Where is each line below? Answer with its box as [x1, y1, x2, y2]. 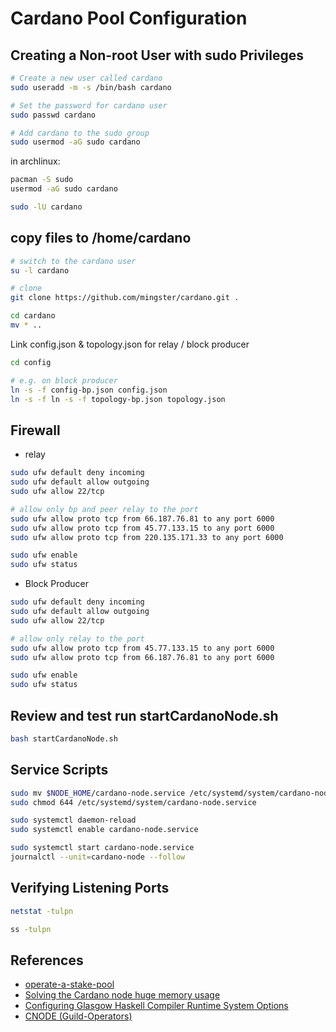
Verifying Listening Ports [10, 880, 170, 897]
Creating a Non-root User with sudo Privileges [10, 47, 304, 64]
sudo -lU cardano [10, 202, 83, 212]
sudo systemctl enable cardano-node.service [10, 825, 199, 835]
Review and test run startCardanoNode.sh [10, 707, 279, 724]
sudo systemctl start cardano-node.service [10, 843, 195, 853]
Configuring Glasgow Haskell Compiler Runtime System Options [24, 1000, 289, 1012]
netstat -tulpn [10, 906, 74, 916]
